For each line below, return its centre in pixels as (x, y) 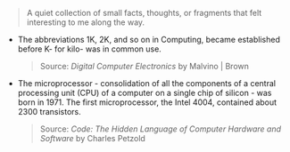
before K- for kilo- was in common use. (90, 49)
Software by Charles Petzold (92, 138)
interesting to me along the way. (86, 22)
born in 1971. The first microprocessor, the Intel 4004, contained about (147, 102)
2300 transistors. (50, 112)
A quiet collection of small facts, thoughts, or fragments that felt (144, 13)
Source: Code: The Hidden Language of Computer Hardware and (160, 129)
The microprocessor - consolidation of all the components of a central (147, 83)
